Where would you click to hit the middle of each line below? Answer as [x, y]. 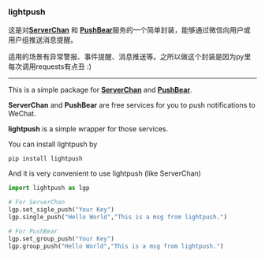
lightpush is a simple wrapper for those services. [88, 129]
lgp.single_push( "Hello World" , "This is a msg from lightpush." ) [118, 217]
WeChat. [22, 114]
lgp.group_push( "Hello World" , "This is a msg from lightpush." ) [116, 246]
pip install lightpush [45, 159]
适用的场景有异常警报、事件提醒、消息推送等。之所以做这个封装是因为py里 [130, 57]
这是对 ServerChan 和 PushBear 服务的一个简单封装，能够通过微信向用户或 [129, 30]
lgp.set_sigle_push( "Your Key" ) [61, 210]
